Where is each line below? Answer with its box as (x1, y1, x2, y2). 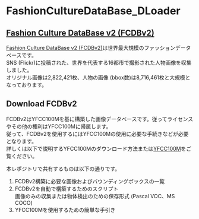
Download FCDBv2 (6, 99, 77, 109)
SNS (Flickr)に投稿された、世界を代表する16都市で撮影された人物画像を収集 (6, 59, 192, 66)
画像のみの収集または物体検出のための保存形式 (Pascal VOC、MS (14, 192, 175, 199)
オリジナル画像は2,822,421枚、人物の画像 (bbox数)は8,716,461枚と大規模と (6, 74, 191, 81)
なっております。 (6, 81, 48, 88)
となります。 (6, 138, 37, 145)
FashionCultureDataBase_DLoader (6, 4, 181, 18)
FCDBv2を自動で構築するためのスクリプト (14, 185, 119, 192)
